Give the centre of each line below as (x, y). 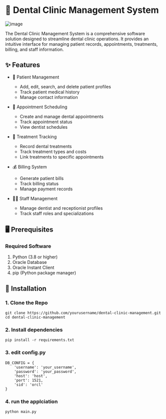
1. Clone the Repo (27, 303)
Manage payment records (46, 189)
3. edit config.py (25, 352)
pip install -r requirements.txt (40, 340)
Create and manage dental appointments (62, 116)
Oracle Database (30, 262)
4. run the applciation (32, 401)
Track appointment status (46, 122)
